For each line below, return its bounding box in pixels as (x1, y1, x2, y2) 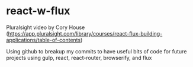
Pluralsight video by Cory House (6, 24, 85, 31)
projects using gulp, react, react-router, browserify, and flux (6, 54, 152, 61)
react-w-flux (6, 4, 70, 18)
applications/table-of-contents (6, 36, 81, 43)
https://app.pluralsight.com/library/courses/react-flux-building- (8, 30, 163, 37)
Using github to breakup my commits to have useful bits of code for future (6, 47, 187, 55)
